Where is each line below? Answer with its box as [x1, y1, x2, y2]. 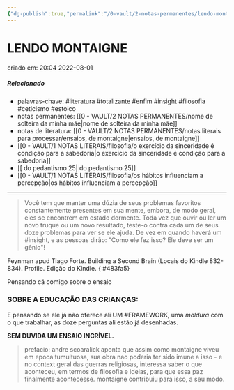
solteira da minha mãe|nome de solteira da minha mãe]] [17, 119, 178, 128]
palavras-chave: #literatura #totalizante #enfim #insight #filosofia [17, 97, 205, 105]
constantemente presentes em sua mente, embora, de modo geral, [24, 206, 217, 214]
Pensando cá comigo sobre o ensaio [7, 277, 112, 286]
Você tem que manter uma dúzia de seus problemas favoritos [24, 198, 201, 207]
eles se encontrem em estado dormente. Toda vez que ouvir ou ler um [24, 213, 226, 222]
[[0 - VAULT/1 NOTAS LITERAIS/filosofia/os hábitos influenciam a [17, 171, 203, 179]
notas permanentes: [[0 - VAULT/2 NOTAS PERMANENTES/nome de [17, 112, 214, 120]
